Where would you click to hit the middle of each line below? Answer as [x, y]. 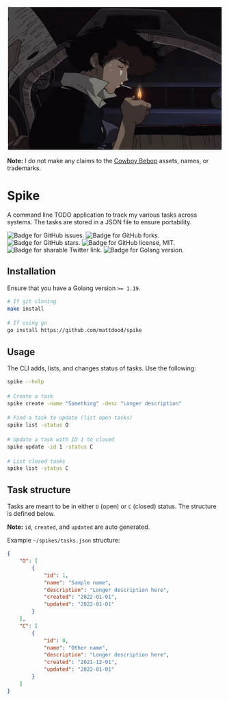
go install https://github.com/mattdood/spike [75, 331]
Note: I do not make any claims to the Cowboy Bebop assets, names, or [108, 161]
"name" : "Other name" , [76, 647]
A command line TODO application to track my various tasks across [102, 215]
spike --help [26, 381]
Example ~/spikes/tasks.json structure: [64, 540]
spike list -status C [38, 468]
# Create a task [30, 396]
